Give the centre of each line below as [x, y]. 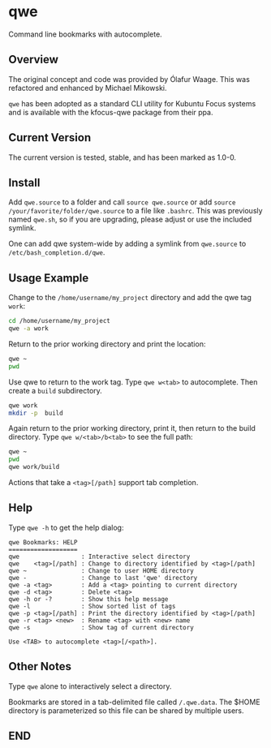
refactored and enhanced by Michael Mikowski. [88, 88]
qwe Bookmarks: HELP [43, 542]
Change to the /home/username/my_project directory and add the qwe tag [130, 298]
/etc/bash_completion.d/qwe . [57, 252]
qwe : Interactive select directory [99, 557]
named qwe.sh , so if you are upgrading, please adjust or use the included [130, 219]
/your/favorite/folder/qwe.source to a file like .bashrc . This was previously [135, 211]
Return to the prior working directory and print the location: [107, 344]
